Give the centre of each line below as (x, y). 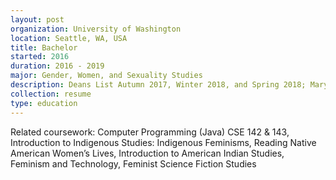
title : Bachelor (44, 47)
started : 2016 (40, 57)
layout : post (37, 19)
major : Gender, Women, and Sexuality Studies (106, 76)
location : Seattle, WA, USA (69, 38)
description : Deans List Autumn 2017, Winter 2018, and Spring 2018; (158, 85)
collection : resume (51, 94)
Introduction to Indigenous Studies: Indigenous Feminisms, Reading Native (163, 142)
